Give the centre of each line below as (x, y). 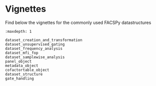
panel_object (18, 61)
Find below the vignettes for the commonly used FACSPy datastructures (78, 22)
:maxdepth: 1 (18, 31)
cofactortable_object (27, 70)
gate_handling (20, 78)
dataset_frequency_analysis (34, 48)
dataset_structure (24, 74)
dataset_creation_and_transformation (44, 40)
